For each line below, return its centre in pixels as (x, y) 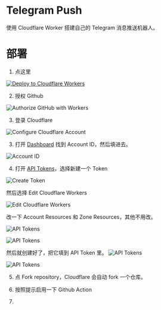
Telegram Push (44, 10)
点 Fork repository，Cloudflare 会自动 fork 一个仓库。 (80, 277)
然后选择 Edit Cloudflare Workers (47, 193)
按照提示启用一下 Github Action (53, 289)
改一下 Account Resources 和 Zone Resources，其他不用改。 (81, 217)
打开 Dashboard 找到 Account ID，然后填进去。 (73, 144)
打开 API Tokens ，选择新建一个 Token (61, 168)
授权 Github (29, 95)
